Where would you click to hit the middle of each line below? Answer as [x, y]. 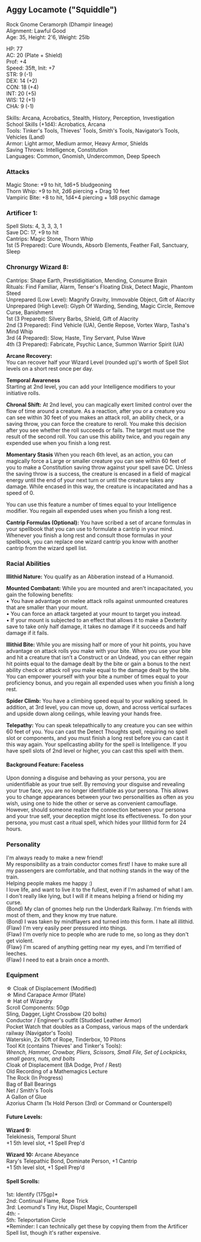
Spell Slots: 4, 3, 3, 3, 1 [34, 226]
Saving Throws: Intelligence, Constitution [57, 150]
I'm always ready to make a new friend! [55, 858]
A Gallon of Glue [26, 1097]
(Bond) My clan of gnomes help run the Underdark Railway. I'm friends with [100, 909]
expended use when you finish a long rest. [59, 443]
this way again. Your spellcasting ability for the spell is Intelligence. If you [97, 744]
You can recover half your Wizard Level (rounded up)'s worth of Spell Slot [97, 362]
